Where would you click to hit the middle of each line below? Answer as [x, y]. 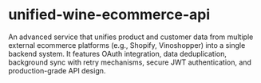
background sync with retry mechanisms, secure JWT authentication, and [130, 62]
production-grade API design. [57, 70]
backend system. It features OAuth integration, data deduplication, [118, 53]
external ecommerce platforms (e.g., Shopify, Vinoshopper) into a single [127, 45]
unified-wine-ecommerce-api [109, 15]
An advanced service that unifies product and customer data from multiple [131, 37]
